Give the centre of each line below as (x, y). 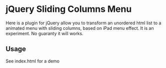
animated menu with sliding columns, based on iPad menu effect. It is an (80, 28)
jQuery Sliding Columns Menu (69, 9)
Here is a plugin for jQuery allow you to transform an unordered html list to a (83, 23)
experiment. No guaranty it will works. (44, 33)
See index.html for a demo (33, 61)
